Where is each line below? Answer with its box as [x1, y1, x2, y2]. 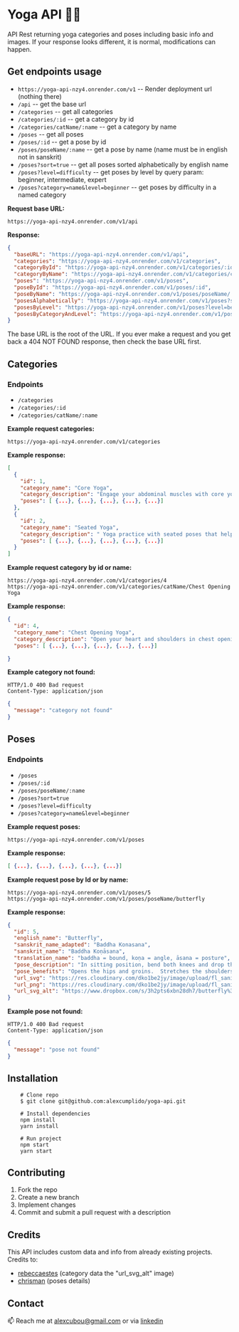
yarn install [20, 1122, 59, 1130]
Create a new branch [17, 1193, 80, 1202]
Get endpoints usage [7, 65, 102, 78]
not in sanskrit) [17, 152, 62, 161]
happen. [7, 45, 32, 53]
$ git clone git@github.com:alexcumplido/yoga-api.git [20, 1097, 186, 1105]
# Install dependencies [20, 1110, 91, 1117]
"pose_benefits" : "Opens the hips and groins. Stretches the [14, 968, 202, 975]
